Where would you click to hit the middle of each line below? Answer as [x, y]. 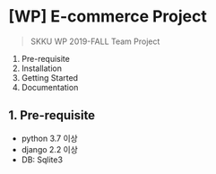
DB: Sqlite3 [42, 160]
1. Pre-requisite [52, 115]
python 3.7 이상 [49, 138]
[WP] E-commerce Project [108, 17]
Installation [42, 68]
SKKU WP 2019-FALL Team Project [95, 41]
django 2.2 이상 [49, 149]
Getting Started [49, 77]
